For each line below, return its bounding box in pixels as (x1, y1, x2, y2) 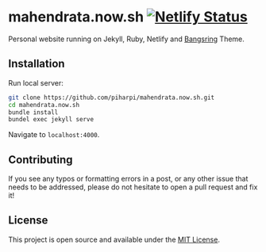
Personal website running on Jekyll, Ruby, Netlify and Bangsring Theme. (8, 34, 245, 44)
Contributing (8, 153, 73, 166)
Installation (8, 57, 65, 71)
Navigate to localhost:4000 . (8, 130, 100, 139)
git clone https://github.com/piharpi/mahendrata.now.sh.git (8, 94, 215, 101)
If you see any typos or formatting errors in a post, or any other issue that (8, 174, 249, 184)
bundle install (8, 108, 59, 116)
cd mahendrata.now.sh (8, 101, 80, 109)
